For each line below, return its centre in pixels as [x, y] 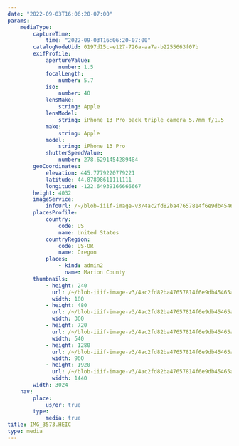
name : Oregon [78, 253]
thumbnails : [51, 279]
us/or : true [63, 405]
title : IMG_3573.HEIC [39, 425]
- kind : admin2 [80, 266]
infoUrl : [58, 206]
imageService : [54, 199]
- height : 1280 [68, 345]
